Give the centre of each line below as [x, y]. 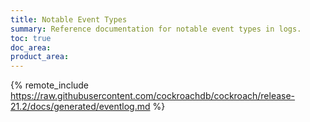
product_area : [40, 57]
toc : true [31, 38]
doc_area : [31, 47]
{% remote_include [50, 85]
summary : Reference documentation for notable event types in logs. [156, 29]
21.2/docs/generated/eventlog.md [80, 107]
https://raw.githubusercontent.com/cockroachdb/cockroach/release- [153, 96]
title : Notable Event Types [69, 19]
